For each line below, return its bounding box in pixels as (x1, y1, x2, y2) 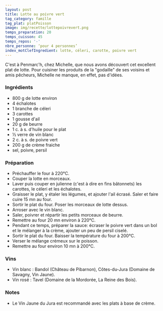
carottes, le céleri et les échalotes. (12, 186, 82, 192)
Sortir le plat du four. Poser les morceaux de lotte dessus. (12, 201, 128, 208)
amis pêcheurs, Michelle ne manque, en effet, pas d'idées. (5, 72, 123, 78)
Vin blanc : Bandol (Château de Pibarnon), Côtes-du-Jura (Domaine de (12, 267, 155, 272)
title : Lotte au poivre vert (5, 12, 65, 17)
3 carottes (12, 111, 33, 116)
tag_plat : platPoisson (5, 21, 51, 26)
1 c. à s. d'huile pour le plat (12, 126, 67, 132)
